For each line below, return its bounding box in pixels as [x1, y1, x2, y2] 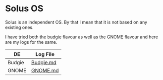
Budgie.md [31, 59, 57, 66]
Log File [35, 51, 54, 57]
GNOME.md [31, 67, 59, 74]
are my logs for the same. [5, 39, 57, 45]
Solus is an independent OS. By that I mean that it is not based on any [5, 19, 148, 25]
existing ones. [5, 24, 34, 30]
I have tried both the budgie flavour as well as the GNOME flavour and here [5, 34, 159, 40]
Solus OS [5, 3, 44, 14]
